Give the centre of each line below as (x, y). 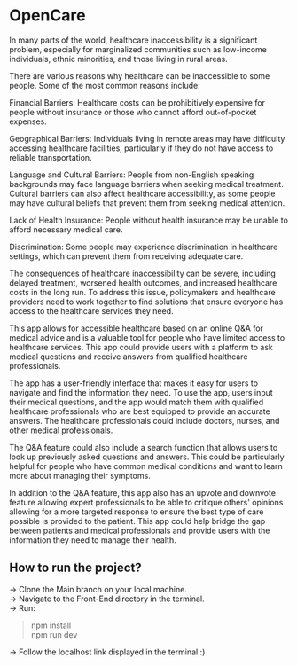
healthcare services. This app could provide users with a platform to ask (141, 347)
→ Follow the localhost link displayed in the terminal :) (107, 652)
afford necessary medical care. (66, 229)
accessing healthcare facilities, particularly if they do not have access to (141, 148)
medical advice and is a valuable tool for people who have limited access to (147, 337)
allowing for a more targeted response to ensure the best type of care (137, 512)
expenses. (28, 121)
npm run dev (54, 634)
